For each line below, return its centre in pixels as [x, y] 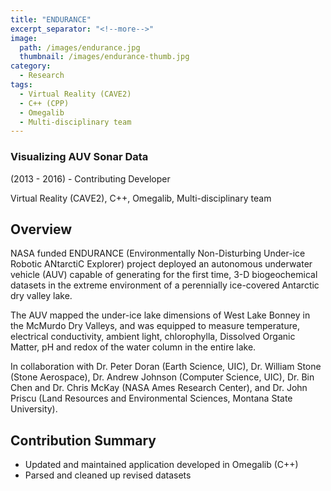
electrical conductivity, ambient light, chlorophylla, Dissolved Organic [153, 337]
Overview [41, 229]
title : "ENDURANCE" [51, 19]
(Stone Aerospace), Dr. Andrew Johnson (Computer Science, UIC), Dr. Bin [162, 377]
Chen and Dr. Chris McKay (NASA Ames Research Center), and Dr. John [159, 388]
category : [31, 66]
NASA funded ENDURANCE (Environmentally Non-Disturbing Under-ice [158, 253]
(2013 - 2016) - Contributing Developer [90, 178]
